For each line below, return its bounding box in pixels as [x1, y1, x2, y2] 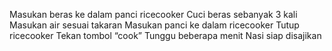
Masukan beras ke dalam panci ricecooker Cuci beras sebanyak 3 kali [9, 9, 298, 20]
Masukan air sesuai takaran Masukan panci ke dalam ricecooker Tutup [9, 19, 300, 31]
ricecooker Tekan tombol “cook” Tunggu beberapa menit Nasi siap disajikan [9, 30, 322, 41]
